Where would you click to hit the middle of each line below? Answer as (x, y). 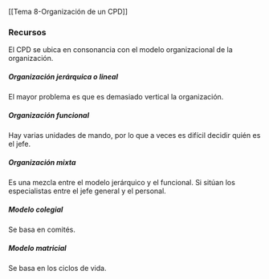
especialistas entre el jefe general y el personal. (87, 191)
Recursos (27, 32)
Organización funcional (49, 115)
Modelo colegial (36, 209)
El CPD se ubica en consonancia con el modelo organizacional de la (120, 50)
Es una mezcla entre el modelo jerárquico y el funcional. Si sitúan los (122, 183)
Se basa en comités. (42, 230)
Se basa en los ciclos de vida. (57, 269)
